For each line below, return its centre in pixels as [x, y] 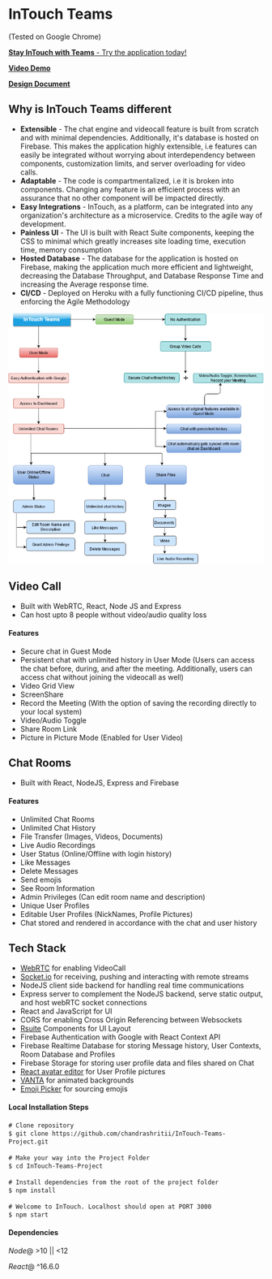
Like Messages [45, 862]
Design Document [39, 84]
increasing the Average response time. [85, 284]
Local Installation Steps [49, 1107]
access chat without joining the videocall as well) [102, 677]
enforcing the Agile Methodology [75, 301]
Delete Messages [49, 871]
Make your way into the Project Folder [83, 1158]
